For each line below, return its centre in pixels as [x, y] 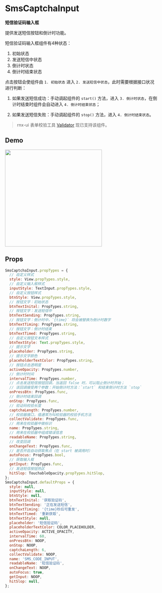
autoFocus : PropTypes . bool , [38, 455]
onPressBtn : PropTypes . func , [39, 392]
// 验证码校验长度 [25, 405]
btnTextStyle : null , [30, 518]
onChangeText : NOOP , [30, 568]
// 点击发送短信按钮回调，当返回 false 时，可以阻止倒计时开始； [67, 383]
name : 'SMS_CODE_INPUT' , [34, 559]
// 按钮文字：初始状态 [29, 302]
